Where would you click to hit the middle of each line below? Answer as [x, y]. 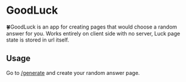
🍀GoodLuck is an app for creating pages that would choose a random [92, 27]
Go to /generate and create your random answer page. [73, 72]
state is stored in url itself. [38, 40]
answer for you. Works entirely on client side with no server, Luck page [93, 33]
